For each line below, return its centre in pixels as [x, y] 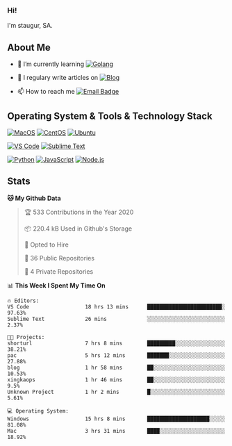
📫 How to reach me [46, 92]
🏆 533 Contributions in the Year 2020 [79, 212]
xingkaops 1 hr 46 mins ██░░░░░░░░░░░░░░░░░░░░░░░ [116, 380]
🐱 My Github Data [34, 198]
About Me [29, 47]
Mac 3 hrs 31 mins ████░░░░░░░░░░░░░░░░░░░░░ [116, 431]
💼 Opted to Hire [47, 245]
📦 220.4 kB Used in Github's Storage [78, 229]
